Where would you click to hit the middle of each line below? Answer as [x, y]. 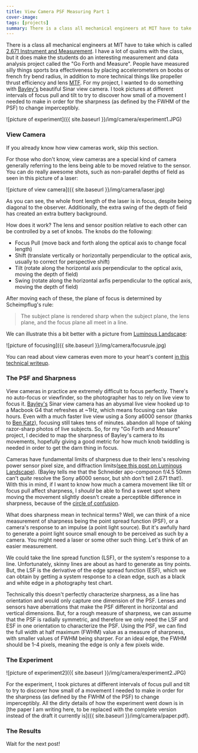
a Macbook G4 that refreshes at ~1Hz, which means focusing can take [92, 410]
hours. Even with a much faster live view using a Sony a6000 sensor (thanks [99, 416]
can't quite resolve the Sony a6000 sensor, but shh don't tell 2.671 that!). [95, 478]
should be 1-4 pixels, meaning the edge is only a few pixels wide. [85, 644]
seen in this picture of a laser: [42, 178]
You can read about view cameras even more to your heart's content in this [98, 356]
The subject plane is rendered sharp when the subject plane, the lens [105, 316]
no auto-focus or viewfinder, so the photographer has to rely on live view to [98, 397]
